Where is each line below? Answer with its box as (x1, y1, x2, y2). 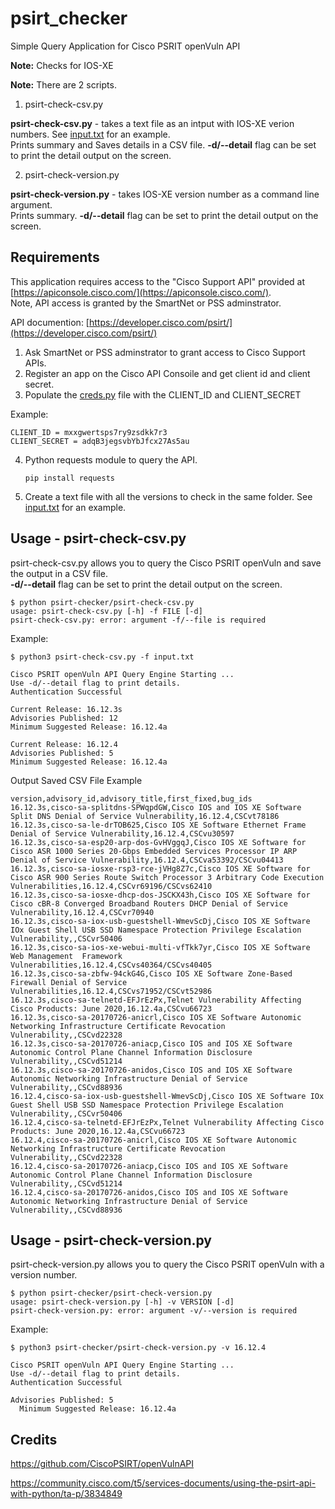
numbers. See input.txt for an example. (10, 128, 171, 140)
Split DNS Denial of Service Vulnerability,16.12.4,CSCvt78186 (10, 811, 280, 821)
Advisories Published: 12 (10, 713, 118, 723)
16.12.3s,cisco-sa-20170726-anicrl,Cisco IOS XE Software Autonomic (10, 1012, 302, 1022)
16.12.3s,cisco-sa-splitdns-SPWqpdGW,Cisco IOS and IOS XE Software (10, 802, 302, 812)
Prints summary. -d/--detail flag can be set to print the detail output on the (10, 209, 319, 221)
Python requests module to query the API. (24, 453, 198, 466)
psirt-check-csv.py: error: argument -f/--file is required (10, 615, 267, 625)
